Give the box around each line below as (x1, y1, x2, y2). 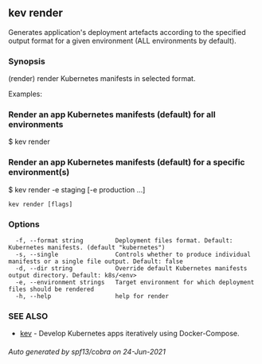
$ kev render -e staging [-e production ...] (8, 184, 146, 194)
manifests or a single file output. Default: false (8, 258, 183, 265)
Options (8, 219, 40, 230)
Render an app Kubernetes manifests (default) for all (8, 109, 217, 120)
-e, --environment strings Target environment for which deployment (15, 278, 255, 286)
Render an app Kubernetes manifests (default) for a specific (8, 157, 245, 168)
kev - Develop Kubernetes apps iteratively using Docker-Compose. (19, 329, 240, 339)
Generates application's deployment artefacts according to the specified (8, 27, 247, 37)
